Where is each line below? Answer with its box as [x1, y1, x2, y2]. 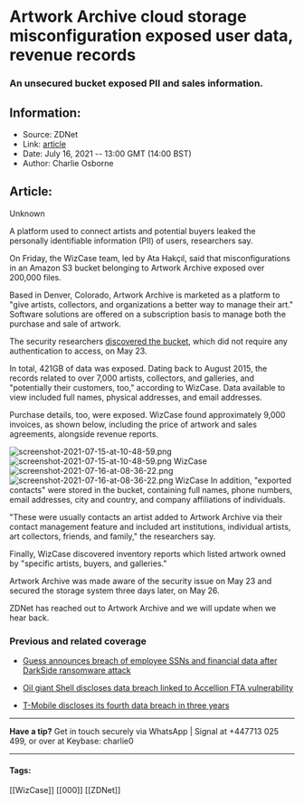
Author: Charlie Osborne [22, 157, 114, 168]
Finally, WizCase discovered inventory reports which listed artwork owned [9, 548, 287, 559]
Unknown [9, 208, 45, 219]
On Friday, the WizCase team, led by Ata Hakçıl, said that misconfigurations [9, 252, 291, 263]
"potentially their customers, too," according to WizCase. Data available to [9, 382, 286, 393]
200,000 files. [9, 271, 62, 282]
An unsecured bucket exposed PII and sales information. [9, 77, 264, 90]
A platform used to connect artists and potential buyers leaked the [9, 225, 256, 236]
